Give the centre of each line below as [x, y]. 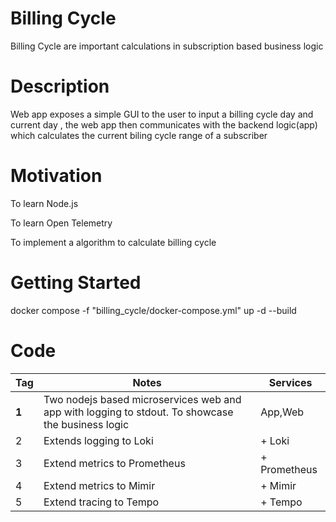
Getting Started [76, 283]
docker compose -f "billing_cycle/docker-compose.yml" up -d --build [153, 310]
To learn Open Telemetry [61, 223]
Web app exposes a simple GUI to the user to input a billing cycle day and [162, 114]
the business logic [86, 424]
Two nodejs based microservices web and [142, 399]
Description [60, 86]
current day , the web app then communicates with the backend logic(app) [164, 124]
